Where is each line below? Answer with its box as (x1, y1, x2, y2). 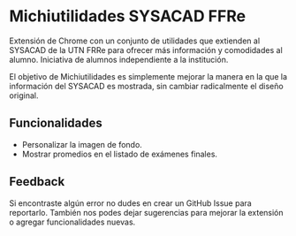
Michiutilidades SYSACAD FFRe (9, 6, 246, 27)
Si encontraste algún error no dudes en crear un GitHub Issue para (9, 197, 252, 209)
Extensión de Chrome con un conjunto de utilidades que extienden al (9, 35, 261, 46)
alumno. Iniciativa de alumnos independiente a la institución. (9, 54, 229, 65)
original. (9, 90, 39, 101)
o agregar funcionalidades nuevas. (9, 217, 136, 227)
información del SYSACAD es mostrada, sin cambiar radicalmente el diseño (9, 80, 285, 91)
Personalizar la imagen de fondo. (21, 139, 143, 149)
